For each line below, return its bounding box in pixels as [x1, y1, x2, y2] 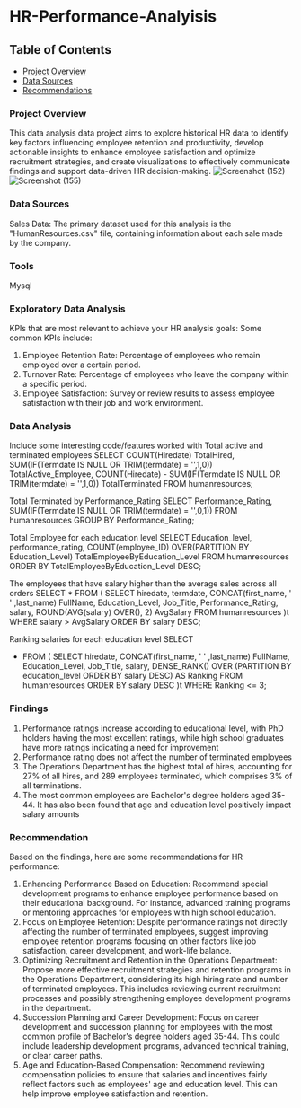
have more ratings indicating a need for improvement [22, 742, 219, 752]
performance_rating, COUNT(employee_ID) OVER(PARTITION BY [9, 541, 250, 553]
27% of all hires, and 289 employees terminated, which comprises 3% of [22, 770, 293, 781]
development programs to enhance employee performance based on [22, 888, 279, 899]
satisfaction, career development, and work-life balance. [22, 945, 232, 956]
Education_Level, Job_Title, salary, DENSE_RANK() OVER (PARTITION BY [22, 661, 292, 672]
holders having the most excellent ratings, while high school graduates [22, 732, 285, 743]
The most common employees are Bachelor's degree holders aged [22, 789, 270, 800]
